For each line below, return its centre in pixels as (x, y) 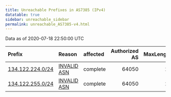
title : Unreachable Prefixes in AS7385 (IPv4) (55, 10)
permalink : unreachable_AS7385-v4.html (48, 24)
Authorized (125, 51)
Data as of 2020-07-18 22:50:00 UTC (45, 39)
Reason (68, 54)
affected (94, 54)
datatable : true (22, 15)
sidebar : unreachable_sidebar (37, 19)
